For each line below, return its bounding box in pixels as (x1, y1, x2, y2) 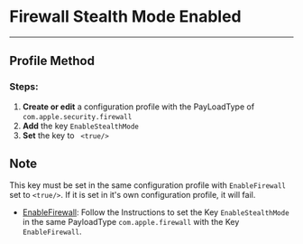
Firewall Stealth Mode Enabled (9, 6, 242, 27)
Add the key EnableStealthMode (22, 120, 140, 131)
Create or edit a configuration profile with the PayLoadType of (22, 101, 255, 112)
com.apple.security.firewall (22, 112, 133, 121)
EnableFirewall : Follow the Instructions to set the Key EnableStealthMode (22, 207, 290, 218)
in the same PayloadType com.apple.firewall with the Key (22, 217, 240, 228)
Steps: (9, 80, 39, 93)
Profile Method (9, 53, 95, 69)
